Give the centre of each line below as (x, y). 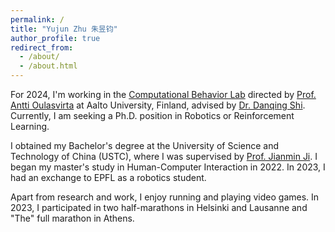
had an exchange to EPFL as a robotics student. (108, 177)
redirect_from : (42, 47)
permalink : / (37, 19)
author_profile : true (55, 38)
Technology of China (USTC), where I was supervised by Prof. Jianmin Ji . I (164, 156)
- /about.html (48, 66)
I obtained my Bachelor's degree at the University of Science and (145, 145)
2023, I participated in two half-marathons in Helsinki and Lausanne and (159, 207)
